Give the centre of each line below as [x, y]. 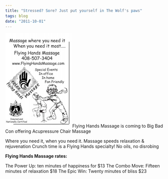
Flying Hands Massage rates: [36, 156]
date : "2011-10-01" [26, 21]
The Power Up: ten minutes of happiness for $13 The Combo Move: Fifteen [82, 166]
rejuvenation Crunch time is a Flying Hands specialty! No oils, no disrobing [82, 146]
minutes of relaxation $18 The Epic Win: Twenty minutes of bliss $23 [76, 171]
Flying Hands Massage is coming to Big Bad [118, 126]
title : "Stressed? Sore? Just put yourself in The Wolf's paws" [74, 11]
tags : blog [17, 16]
